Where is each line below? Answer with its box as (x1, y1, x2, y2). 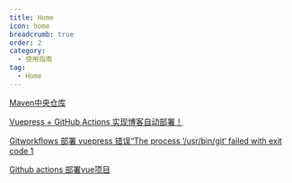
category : (9, 47, 47, 56)
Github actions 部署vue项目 (9, 163, 111, 175)
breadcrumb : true (9, 30, 75, 39)
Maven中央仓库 (9, 97, 66, 108)
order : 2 (9, 38, 42, 48)
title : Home (9, 13, 54, 22)
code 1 (9, 145, 34, 156)
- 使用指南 (17, 55, 53, 64)
